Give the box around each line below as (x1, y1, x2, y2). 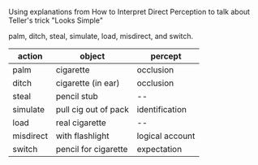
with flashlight (55, 130, 110, 141)
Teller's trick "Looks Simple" (8, 15, 104, 25)
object (80, 50, 105, 62)
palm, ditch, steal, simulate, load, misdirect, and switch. (8, 32, 194, 41)
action (17, 50, 43, 62)
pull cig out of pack (55, 104, 130, 115)
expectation (136, 144, 183, 154)
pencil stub (55, 91, 99, 102)
